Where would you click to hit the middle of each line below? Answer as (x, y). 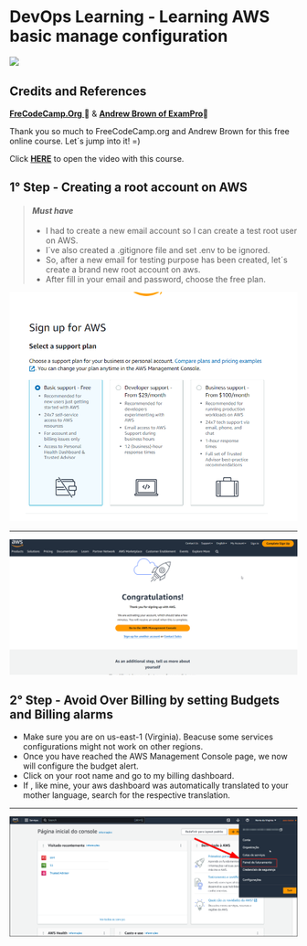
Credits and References (78, 92)
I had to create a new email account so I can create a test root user (171, 231)
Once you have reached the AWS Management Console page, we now (155, 756)
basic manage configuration (119, 36)
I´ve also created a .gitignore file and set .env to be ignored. (158, 250)
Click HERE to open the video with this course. (97, 158)
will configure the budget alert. (80, 766)
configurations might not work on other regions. (113, 746)
